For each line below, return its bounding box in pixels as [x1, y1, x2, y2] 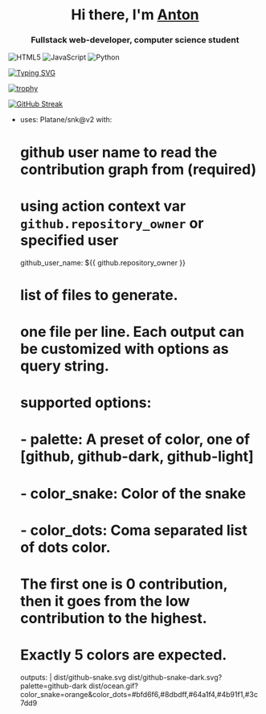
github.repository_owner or [19, 214, 204, 232]
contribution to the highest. [19, 609, 207, 627]
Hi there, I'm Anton [71, 6, 199, 24]
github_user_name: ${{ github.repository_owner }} [19, 257, 186, 267]
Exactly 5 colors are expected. [19, 646, 227, 664]
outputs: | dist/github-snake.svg [19, 672, 127, 682]
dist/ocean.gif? [88, 681, 139, 691]
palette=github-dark [19, 681, 88, 691]
